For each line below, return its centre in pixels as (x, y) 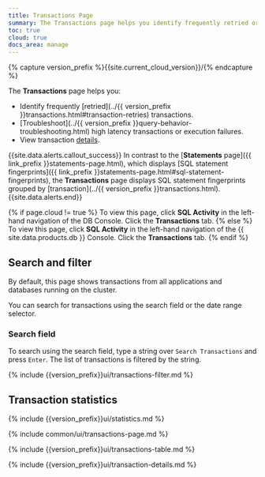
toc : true (24, 30)
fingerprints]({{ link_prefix (50, 172)
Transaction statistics (63, 400)
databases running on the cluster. (63, 290)
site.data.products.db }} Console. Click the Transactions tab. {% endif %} (128, 238)
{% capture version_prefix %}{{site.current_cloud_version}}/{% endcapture (131, 67)
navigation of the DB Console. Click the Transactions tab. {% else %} (140, 221)
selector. (22, 314)
